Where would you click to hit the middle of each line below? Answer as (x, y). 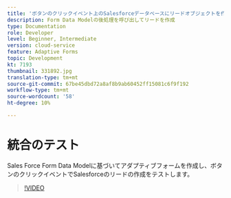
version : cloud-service (41, 45)
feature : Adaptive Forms (43, 52)
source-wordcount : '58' (41, 97)
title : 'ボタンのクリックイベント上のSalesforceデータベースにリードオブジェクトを (114, 13)
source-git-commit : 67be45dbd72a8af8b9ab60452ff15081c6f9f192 (98, 84)
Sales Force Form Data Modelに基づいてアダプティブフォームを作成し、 (109, 165)
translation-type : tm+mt (43, 77)
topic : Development (35, 58)
